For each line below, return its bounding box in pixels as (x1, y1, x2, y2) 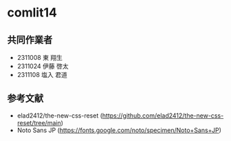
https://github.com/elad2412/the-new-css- (102, 111, 224, 120)
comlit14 (7, 5, 57, 21)
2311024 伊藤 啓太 (16, 62, 69, 70)
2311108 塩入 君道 (16, 71, 67, 78)
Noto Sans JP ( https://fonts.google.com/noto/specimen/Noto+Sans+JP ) (16, 126, 222, 134)
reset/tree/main (16, 118, 61, 127)
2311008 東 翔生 (16, 54, 63, 61)
